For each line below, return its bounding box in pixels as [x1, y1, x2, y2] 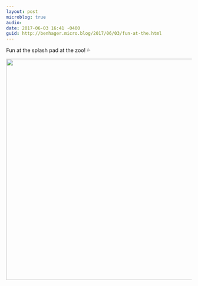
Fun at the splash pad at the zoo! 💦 [6, 47, 91, 54]
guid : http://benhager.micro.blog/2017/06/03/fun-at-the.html [6, 31, 162, 37]
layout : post [6, 8, 38, 15]
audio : [6, 19, 22, 25]
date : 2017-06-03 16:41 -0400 [6, 25, 81, 31]
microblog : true [6, 14, 46, 20]
